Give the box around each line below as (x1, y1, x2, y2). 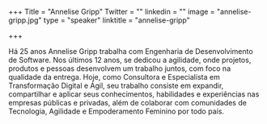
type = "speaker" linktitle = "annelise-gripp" (43, 15, 190, 25)
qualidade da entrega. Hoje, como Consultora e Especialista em (8, 72, 220, 81)
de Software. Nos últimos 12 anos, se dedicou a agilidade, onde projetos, (8, 56, 252, 64)
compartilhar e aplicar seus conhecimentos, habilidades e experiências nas (8, 89, 260, 99)
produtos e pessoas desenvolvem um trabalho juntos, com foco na (8, 64, 231, 73)
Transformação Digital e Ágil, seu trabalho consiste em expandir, (8, 81, 224, 90)
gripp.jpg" (8, 15, 42, 25)
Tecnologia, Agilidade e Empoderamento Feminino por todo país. (8, 106, 225, 116)
